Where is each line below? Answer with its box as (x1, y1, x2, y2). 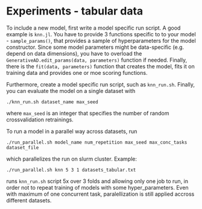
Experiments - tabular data (6, 4, 144, 18)
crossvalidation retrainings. (6, 116, 74, 123)
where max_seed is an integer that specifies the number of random (6, 109, 169, 117)
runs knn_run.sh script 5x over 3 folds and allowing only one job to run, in (6, 177, 189, 185)
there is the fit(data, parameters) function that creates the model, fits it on (6, 62, 195, 70)
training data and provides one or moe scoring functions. (6, 69, 148, 76)
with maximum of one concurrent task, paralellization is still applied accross (6, 190, 195, 198)
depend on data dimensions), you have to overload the (6, 50, 142, 57)
